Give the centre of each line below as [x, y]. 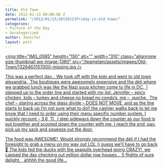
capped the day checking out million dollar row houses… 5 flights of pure [80, 155]
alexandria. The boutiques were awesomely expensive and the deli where [81, 82]
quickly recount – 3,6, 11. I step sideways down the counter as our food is [80, 119]
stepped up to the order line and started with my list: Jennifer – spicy [75, 92]
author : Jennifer [23, 38]
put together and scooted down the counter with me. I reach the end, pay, [81, 124]
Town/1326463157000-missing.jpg [41, 67]
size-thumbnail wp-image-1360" [38, 61]
